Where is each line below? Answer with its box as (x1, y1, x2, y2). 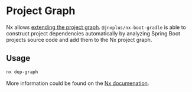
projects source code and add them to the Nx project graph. (6, 36, 152, 43)
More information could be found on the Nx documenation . (6, 80, 149, 87)
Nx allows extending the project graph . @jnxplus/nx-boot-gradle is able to (6, 24, 186, 31)
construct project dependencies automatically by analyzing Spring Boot (6, 29, 181, 37)
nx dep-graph (6, 69, 38, 75)
